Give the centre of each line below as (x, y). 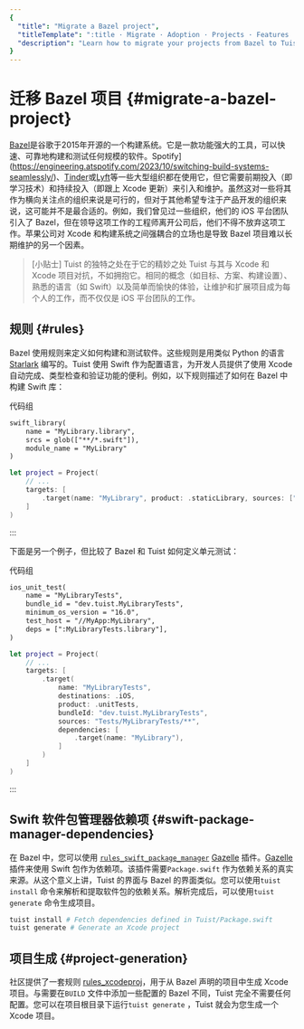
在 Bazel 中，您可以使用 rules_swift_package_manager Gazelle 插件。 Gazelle (151, 857)
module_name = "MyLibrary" (76, 448)
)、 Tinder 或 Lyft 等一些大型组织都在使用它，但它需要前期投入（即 (172, 177)
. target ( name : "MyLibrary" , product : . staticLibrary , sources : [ (168, 498)
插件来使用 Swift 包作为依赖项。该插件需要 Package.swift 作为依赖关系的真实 (152, 868)
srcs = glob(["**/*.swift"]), (83, 439)
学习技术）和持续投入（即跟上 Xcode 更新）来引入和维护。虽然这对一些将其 (151, 189)
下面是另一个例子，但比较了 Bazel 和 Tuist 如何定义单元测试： (124, 551)
